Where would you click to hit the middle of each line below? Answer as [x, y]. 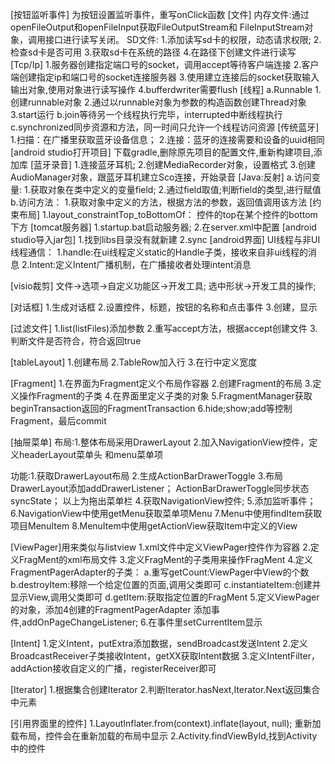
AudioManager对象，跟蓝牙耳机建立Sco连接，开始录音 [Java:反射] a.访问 [161, 177]
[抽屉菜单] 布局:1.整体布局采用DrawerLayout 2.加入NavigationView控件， [160, 442]
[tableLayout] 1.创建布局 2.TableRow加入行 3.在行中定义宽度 [134, 362]
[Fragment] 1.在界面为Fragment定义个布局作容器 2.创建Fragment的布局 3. [161, 383]
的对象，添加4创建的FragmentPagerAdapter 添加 [111, 609]
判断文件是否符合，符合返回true [76, 341]
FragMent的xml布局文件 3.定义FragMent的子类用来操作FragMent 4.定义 [165, 559]
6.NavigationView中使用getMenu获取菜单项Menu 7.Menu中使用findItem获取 [166, 513]
